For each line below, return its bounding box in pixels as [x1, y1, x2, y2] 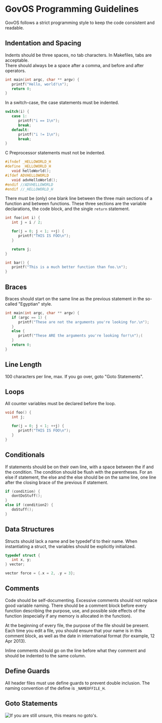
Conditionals [5, 451, 45, 459]
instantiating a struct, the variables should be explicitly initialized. [5, 543, 136, 549]
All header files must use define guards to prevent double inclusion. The [5, 680, 150, 686]
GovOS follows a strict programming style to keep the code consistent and [5, 20, 155, 25]
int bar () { [5, 260, 29, 265]
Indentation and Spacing [5, 39, 81, 48]
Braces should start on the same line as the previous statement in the [5, 295, 144, 302]
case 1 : [11, 114, 27, 119]
